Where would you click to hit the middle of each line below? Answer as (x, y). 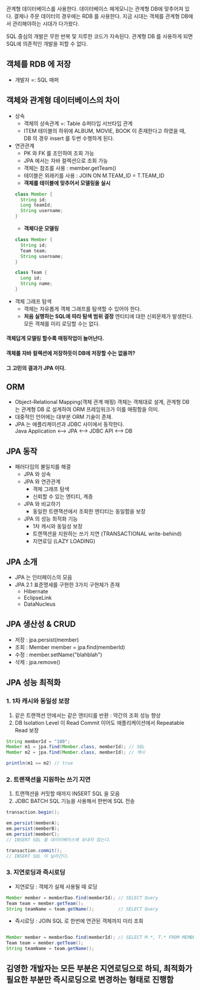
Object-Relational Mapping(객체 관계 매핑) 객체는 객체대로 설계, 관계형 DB (102, 402)
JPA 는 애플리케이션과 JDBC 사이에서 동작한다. (69, 424)
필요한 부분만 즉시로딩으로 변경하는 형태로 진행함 (90, 980)
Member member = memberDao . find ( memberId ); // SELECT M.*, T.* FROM (93, 938)
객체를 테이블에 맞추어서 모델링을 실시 (67, 183)
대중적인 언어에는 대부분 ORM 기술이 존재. (64, 417)
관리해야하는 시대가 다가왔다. (46, 24)
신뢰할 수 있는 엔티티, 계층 (63, 497)
